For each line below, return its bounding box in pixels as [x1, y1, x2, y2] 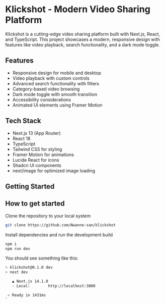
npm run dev [5, 246, 30, 251]
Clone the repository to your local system [5, 213, 91, 219]
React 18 [12, 135, 31, 141]
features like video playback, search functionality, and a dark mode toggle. [5, 41, 160, 47]
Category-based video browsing [12, 86, 80, 92]
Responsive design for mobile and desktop [12, 70, 102, 76]
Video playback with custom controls [12, 75, 90, 81]
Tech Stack [5, 117, 41, 125]
